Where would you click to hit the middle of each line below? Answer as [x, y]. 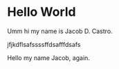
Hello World [42, 12]
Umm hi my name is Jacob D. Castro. [60, 31]
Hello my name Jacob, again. [48, 58]
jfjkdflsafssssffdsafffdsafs [44, 44]
